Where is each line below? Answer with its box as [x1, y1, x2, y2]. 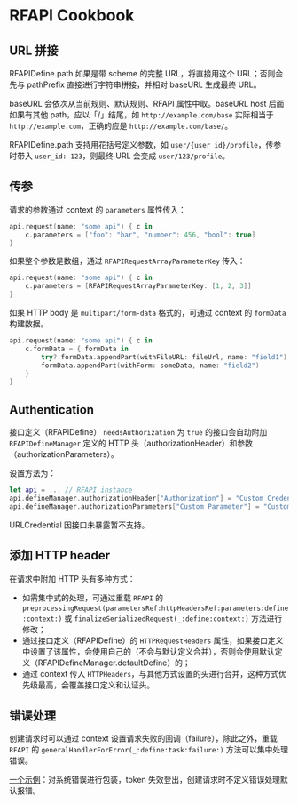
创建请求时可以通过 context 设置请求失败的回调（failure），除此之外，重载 [9, 733, 278, 744]
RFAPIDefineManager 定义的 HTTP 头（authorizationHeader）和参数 [9, 438, 254, 449]
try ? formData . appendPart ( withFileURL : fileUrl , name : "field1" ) [41, 352, 288, 361]
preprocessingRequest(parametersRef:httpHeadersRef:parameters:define [21, 604, 289, 613]
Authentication [9, 402, 95, 417]
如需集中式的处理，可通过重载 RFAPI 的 [21, 592, 164, 603]
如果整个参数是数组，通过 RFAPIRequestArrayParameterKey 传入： [9, 255, 246, 267]
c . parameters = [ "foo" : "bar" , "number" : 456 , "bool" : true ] [25, 230, 256, 239]
